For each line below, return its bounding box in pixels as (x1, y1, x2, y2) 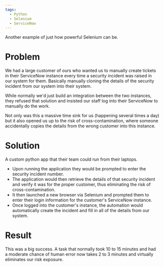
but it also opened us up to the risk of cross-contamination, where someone (5, 118, 159, 124)
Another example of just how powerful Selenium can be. (5, 34, 118, 40)
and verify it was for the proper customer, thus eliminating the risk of (12, 182, 151, 188)
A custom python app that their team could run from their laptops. (5, 156, 138, 162)
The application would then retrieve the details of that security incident (12, 176, 155, 182)
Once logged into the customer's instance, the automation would (12, 202, 143, 208)
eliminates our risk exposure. (5, 257, 64, 263)
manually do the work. (5, 103, 50, 109)
